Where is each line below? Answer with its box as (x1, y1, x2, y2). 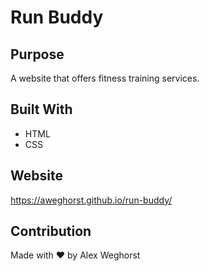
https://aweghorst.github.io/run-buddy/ (10, 194, 173, 206)
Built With (10, 101, 73, 118)
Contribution (10, 223, 92, 240)
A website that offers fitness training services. (10, 72, 200, 84)
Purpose (10, 46, 65, 63)
